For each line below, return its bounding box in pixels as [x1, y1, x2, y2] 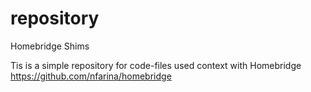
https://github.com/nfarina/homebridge [10, 70, 172, 82]
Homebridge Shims [10, 40, 90, 52]
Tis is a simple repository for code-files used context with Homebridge [10, 59, 302, 71]
